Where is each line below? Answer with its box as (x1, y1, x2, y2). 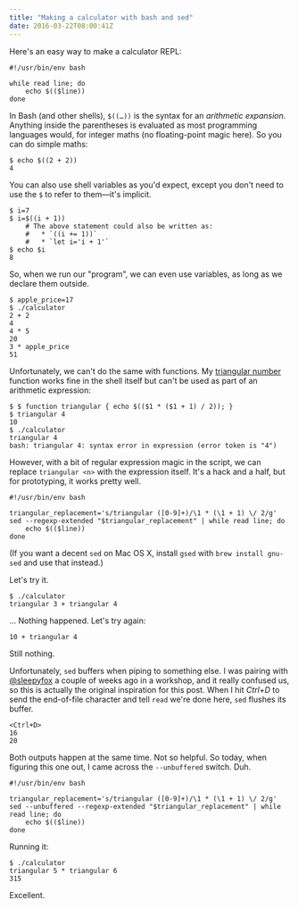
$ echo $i (9, 245, 46, 254)
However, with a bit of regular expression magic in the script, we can (9, 456, 261, 467)
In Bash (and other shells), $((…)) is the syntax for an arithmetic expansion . (9, 110, 286, 121)
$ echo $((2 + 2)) (9, 155, 78, 165)
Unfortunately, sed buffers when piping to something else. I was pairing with (9, 665, 288, 676)
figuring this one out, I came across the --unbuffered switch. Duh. (9, 761, 252, 772)
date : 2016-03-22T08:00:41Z (9, 21, 114, 30)
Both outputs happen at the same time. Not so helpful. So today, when (9, 752, 268, 762)
